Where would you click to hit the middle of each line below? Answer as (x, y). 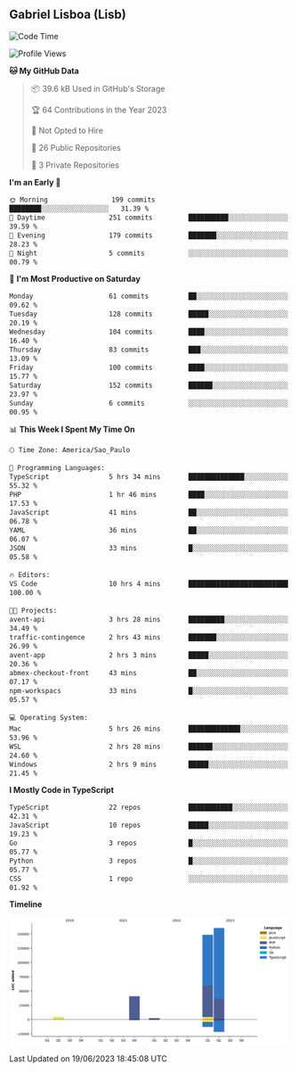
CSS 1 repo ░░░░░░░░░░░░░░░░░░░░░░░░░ (149, 879)
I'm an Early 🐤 (35, 182)
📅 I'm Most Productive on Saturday (75, 278)
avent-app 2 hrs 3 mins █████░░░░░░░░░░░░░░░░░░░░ (149, 655)
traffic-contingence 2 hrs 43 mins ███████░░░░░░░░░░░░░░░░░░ (149, 637)
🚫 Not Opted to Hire (67, 130)
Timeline (26, 904)
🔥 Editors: (30, 574)
